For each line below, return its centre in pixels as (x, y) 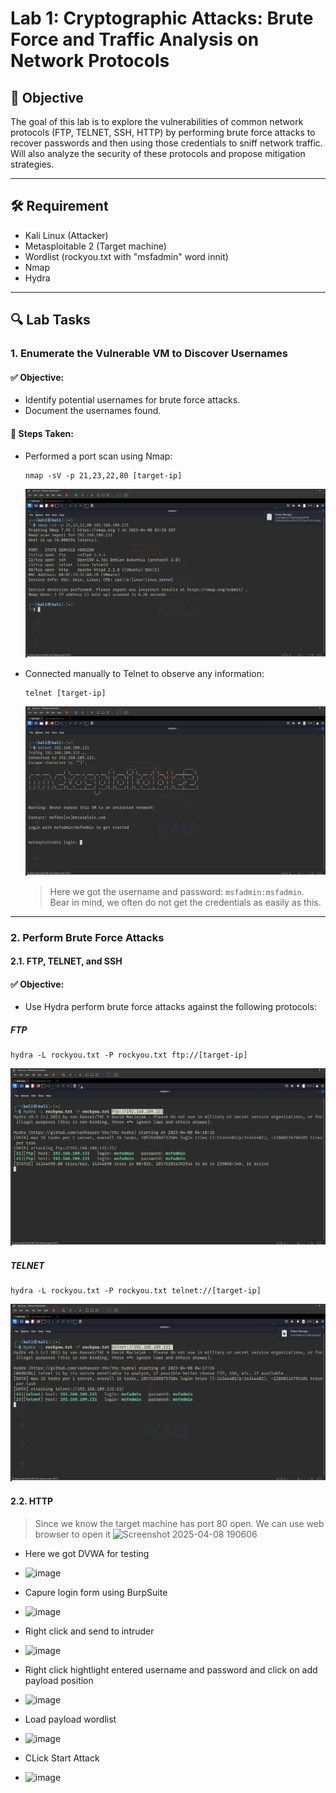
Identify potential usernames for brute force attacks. (132, 400)
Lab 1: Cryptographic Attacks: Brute (162, 18)
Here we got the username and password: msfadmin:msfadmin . (177, 891)
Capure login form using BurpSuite (96, 1592)
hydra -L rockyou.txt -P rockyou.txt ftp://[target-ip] (129, 1055)
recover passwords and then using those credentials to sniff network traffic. (166, 143)
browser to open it (72, 1534)
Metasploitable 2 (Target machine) (95, 246)
